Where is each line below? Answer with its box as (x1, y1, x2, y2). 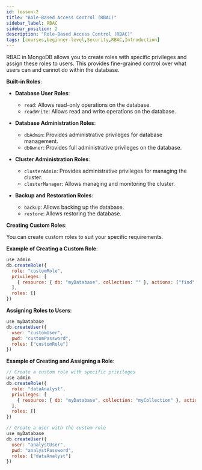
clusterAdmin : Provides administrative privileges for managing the (23, 167, 188, 174)
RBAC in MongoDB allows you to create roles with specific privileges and (6, 54, 187, 60)
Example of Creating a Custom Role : (6, 245, 98, 252)
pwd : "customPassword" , (11, 335, 71, 341)
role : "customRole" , (11, 268, 63, 274)
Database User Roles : (14, 90, 70, 97)
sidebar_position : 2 (6, 25, 58, 32)
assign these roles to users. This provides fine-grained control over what (6, 60, 186, 67)
